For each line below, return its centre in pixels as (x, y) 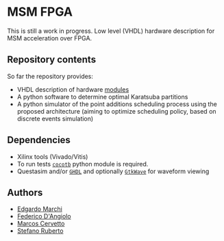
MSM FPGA (40, 12)
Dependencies (39, 140)
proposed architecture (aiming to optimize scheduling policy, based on (117, 111)
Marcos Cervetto (41, 224)
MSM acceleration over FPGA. (50, 38)
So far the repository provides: (50, 76)
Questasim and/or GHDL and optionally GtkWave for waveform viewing (113, 171)
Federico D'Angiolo (44, 216)
